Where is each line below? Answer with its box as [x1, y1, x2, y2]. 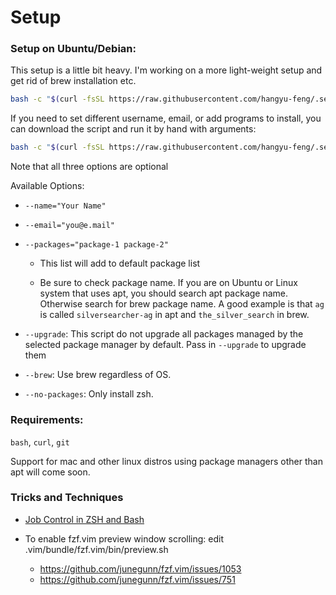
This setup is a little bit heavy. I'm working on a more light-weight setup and [10, 64, 323, 76]
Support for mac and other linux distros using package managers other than [10, 455, 323, 467]
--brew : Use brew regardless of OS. [24, 369, 172, 381]
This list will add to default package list [39, 257, 201, 270]
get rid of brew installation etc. [10, 75, 137, 87]
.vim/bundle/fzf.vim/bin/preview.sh [24, 543, 169, 555]
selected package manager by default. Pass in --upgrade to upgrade [24, 339, 307, 351]
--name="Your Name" [24, 201, 107, 211]
